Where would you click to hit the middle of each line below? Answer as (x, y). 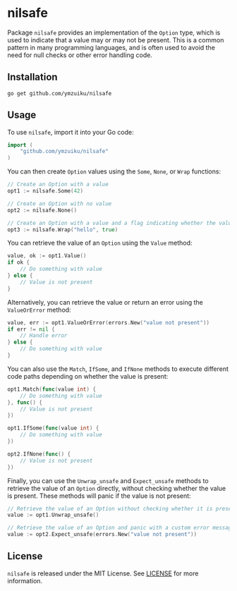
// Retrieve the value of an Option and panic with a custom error (109, 528)
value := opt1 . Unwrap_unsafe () (53, 515)
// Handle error (44, 336)
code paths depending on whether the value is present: (88, 376)
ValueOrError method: (39, 310)
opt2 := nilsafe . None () (42, 210)
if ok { (19, 262)
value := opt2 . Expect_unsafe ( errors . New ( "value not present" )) (102, 535)
